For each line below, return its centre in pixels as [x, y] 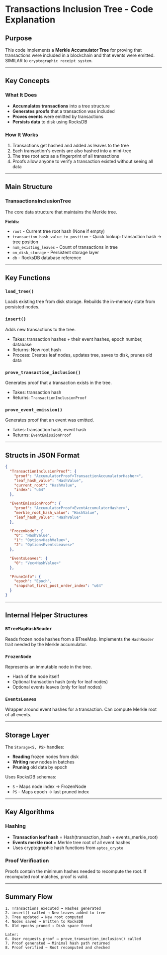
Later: [12, 934]
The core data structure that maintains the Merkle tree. [61, 212]
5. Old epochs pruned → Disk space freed [49, 926]
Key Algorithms [30, 812]
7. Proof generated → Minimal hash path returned [58, 943]
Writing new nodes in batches [43, 762]
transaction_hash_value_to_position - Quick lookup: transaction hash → [87, 236]
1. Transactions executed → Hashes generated [53, 908]
